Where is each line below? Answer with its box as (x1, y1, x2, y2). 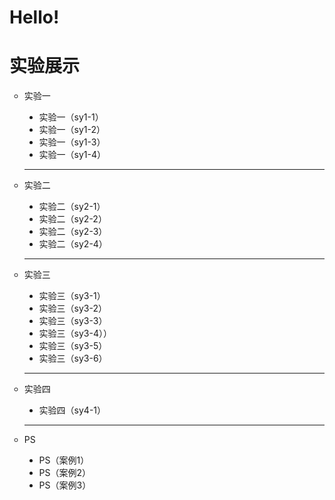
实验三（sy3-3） (38, 315, 108, 327)
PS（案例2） (38, 467, 92, 479)
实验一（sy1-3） (38, 136, 106, 148)
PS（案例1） (38, 454, 90, 466)
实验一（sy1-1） (38, 111, 104, 123)
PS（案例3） (38, 479, 92, 491)
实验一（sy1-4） (38, 149, 107, 161)
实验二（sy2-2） (38, 213, 107, 225)
